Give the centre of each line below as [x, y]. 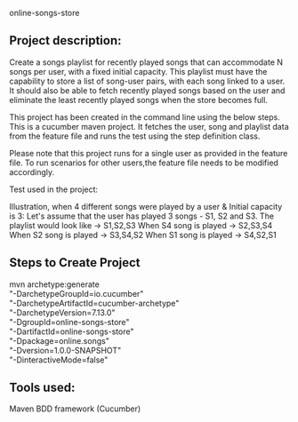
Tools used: [42, 388]
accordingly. [32, 171]
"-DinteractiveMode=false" [59, 360]
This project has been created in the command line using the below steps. [145, 117]
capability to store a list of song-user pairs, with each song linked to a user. [147, 81]
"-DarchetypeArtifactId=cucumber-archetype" [94, 303]
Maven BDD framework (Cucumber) [75, 409]
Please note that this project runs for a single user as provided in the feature [149, 153]
